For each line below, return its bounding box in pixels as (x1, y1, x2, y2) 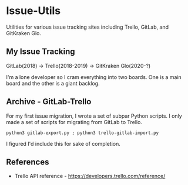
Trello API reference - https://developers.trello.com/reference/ (14, 173, 166, 180)
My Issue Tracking (6, 47, 75, 57)
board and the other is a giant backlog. (6, 80, 100, 87)
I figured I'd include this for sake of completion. (6, 140, 120, 147)
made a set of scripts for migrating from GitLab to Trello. (6, 118, 143, 125)
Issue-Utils (6, 4, 61, 18)
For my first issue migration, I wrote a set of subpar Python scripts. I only (6, 112, 182, 119)
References (6, 157, 49, 167)
